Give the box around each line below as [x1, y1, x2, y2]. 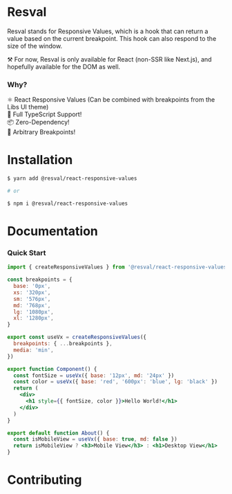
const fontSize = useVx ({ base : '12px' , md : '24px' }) [13, 372, 175, 379]
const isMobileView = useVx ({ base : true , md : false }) [13, 436, 177, 443]
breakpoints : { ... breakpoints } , [13, 340, 113, 347]
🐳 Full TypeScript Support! [7, 110, 82, 118]
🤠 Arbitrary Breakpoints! [7, 128, 76, 136]
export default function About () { [7, 430, 110, 437]
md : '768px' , [13, 302, 51, 309]
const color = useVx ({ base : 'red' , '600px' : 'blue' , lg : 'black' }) [13, 378, 218, 385]
